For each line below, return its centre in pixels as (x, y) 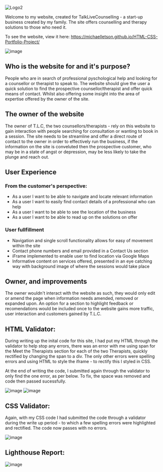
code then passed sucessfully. (36, 381)
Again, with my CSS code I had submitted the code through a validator (75, 418)
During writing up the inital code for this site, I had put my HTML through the (81, 341)
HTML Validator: (30, 329)
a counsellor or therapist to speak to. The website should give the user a (78, 83)
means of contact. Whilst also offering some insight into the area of (72, 94)
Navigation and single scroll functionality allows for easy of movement (82, 240)
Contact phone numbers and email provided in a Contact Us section (80, 251)
